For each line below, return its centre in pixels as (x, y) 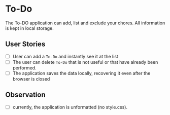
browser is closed (31, 79)
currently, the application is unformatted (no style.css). (70, 107)
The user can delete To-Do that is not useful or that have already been (85, 62)
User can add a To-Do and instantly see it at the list (65, 56)
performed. (24, 68)
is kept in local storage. (30, 28)
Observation (25, 95)
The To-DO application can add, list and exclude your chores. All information (85, 23)
